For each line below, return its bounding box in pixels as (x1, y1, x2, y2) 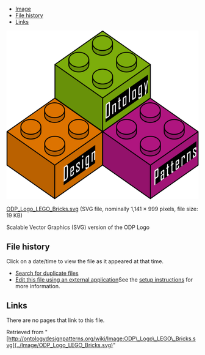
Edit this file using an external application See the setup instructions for (15, 276, 193, 283)
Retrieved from (6, 329, 44, 336)
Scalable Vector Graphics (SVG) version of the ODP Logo (6, 223, 150, 231)
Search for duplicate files (15, 269, 79, 277)
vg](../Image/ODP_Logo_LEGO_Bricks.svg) (6, 342, 113, 349)
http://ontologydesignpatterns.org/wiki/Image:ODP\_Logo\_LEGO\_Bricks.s (8, 335, 196, 342)
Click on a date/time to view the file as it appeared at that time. (6, 258, 164, 265)
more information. (15, 283, 60, 290)
